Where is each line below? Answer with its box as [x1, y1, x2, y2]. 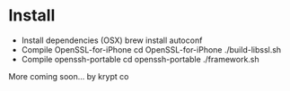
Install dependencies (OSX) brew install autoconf [21, 35, 203, 45]
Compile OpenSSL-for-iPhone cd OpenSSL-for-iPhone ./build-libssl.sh [21, 44, 282, 54]
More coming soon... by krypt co [8, 70, 129, 81]
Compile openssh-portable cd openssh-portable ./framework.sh [21, 54, 259, 64]
